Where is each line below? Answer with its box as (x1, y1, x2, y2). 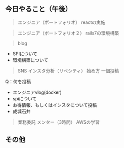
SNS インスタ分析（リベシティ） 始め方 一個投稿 (17, 67, 119, 73)
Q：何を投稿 (5, 78, 31, 85)
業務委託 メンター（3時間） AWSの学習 (17, 119, 100, 125)
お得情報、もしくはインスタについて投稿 (12, 102, 97, 108)
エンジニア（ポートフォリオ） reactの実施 (17, 19, 105, 25)
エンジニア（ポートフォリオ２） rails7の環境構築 (17, 30, 119, 36)
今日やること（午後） (5, 5, 72, 14)
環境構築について (12, 57, 49, 63)
